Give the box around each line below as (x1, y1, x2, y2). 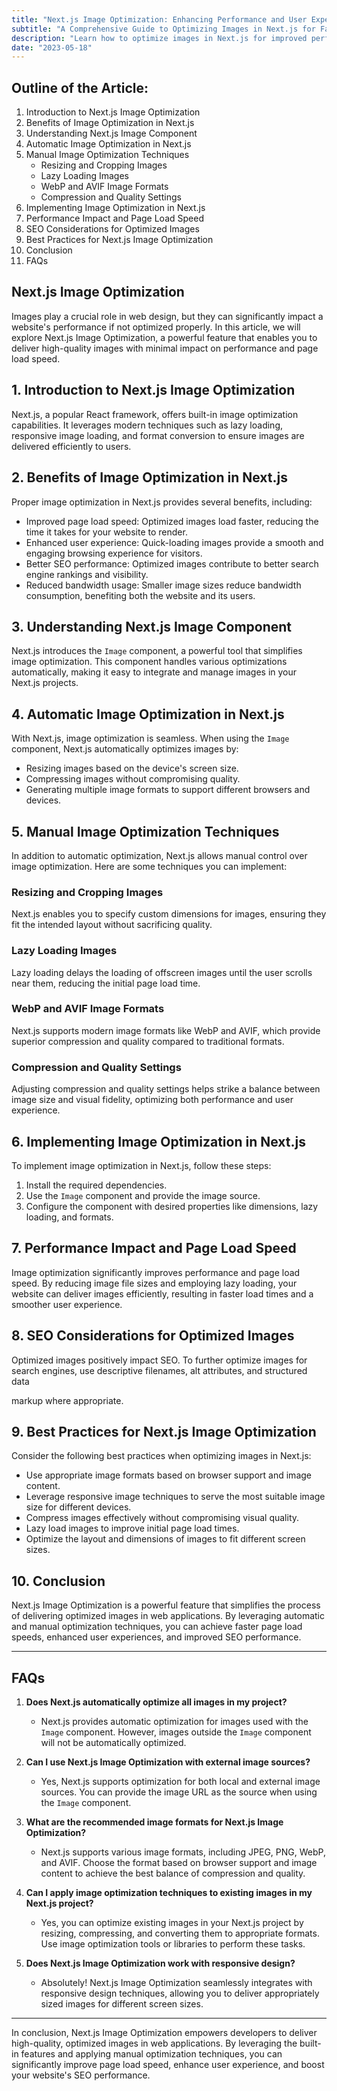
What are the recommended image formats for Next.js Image (25, 1816, 284, 1828)
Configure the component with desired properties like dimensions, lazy (25, 1200, 319, 1212)
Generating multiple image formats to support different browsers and (25, 784, 311, 796)
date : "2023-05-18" (11, 42, 93, 53)
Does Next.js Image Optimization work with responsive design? (25, 1957, 296, 1969)
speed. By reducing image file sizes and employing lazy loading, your (11, 1277, 298, 1289)
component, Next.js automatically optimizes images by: (11, 743, 239, 755)
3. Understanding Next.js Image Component (11, 618, 293, 635)
